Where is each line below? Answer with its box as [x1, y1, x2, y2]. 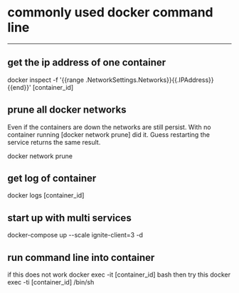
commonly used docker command [7, 4, 213, 21]
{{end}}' [7, 83, 31, 91]
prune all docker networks [7, 104, 127, 116]
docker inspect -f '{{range [7, 76, 84, 84]
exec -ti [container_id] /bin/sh [7, 278, 95, 286]
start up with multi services [7, 212, 132, 224]
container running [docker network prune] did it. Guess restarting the [7, 130, 210, 139]
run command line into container [7, 251, 155, 264]
